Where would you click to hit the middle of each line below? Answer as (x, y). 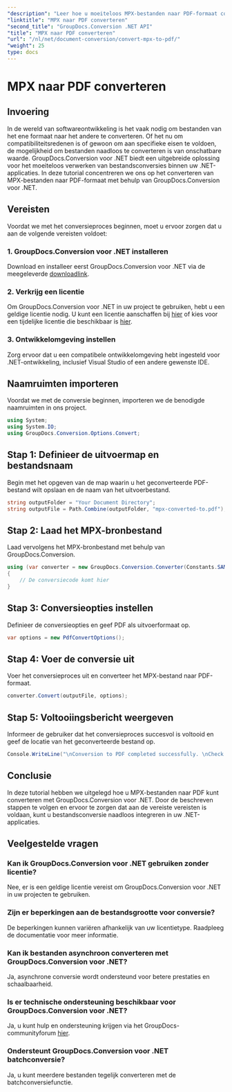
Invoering (28, 112)
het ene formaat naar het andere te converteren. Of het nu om (95, 136)
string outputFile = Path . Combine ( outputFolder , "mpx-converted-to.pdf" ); (117, 509)
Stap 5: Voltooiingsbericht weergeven (90, 717)
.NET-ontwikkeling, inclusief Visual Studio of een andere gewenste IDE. (108, 362)
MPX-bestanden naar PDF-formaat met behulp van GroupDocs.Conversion (114, 180)
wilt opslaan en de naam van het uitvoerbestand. (101, 490)
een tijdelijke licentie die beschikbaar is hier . (70, 322)
